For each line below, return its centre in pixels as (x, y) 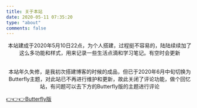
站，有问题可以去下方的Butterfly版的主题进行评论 (100, 87)
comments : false (26, 28)
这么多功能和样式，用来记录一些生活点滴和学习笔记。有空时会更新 (100, 53)
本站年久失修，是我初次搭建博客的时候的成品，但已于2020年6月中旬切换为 (100, 72)
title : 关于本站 (24, 12)
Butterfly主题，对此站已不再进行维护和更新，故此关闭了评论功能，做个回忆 (100, 79)
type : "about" (24, 22)
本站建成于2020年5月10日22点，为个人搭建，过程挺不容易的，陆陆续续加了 (100, 45)
